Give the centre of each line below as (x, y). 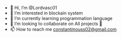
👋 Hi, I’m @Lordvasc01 (33, 8)
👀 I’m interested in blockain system (46, 13)
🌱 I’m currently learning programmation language (61, 18)
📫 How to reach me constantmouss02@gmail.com (63, 29)
